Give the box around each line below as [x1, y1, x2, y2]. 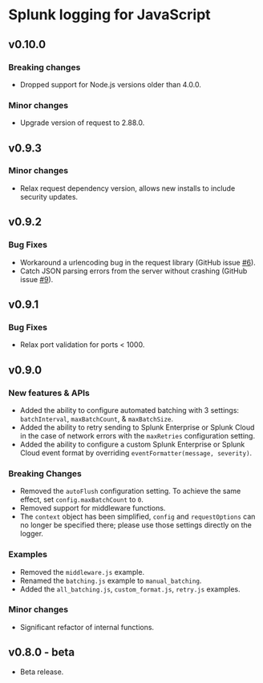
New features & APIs [8, 387, 90, 398]
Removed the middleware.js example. [19, 567, 145, 576]
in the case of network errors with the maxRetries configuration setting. [19, 430, 255, 440]
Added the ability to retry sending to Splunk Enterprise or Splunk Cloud [19, 422, 255, 432]
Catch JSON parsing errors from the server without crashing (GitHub [19, 266, 248, 276]
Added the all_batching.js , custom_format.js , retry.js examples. [19, 584, 241, 594]
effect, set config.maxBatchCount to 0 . [19, 495, 144, 504]
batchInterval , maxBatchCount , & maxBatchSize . [19, 414, 174, 423]
